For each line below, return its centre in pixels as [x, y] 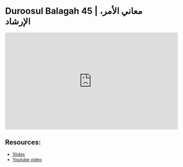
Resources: [23, 143]
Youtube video [27, 159]
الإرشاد [18, 21]
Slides [18, 154]
